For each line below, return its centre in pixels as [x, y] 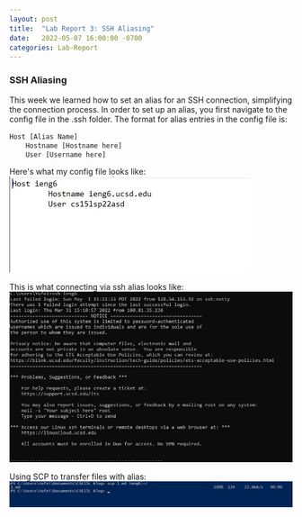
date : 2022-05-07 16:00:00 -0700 [76, 38]
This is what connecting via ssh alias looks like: [97, 286]
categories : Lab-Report [54, 48]
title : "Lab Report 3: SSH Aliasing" [82, 28]
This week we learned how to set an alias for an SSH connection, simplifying [151, 100]
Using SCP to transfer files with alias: [78, 476]
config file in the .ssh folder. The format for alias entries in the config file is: [148, 119]
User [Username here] [66, 154]
